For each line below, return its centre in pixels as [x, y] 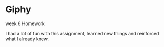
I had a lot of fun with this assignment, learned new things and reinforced [82, 33]
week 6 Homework [25, 24]
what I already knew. [27, 39]
